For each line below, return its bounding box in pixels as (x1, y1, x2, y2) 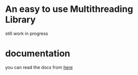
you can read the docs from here (5, 64, 73, 70)
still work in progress (5, 30, 48, 36)
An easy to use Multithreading (5, 3, 133, 15)
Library (5, 14, 36, 25)
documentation (5, 48, 70, 59)
